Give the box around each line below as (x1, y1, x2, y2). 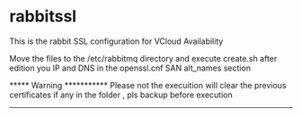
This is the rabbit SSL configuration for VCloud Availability (9, 36, 224, 46)
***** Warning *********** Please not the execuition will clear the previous (9, 79, 287, 90)
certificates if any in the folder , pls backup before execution (9, 89, 234, 100)
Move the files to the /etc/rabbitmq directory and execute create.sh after (9, 53, 278, 63)
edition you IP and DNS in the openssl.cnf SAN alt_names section (9, 63, 252, 73)
